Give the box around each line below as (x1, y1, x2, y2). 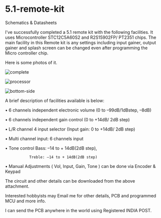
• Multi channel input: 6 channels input (5, 136, 83, 141)
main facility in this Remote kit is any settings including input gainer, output (5, 39, 156, 45)
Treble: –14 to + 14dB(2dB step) (29, 155, 98, 160)
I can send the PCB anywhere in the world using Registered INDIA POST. (5, 207, 152, 213)
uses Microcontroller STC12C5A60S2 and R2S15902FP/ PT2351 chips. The (5, 34, 157, 40)
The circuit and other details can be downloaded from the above (5, 178, 135, 184)
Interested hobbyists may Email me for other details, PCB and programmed (5, 192, 156, 198)
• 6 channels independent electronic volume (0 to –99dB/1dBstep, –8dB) (5, 107, 152, 113)
